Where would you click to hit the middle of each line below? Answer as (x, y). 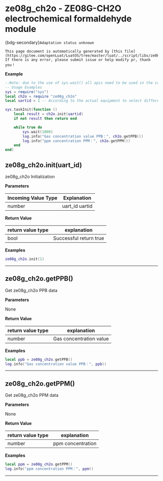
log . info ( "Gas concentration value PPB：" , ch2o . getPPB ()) (83, 136)
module (21, 29)
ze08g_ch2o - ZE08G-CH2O (63, 8)
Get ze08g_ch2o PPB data (31, 290)
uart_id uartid (77, 206)
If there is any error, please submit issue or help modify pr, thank (78, 60)
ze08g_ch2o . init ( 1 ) (25, 259)
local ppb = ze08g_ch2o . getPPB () (39, 359)
